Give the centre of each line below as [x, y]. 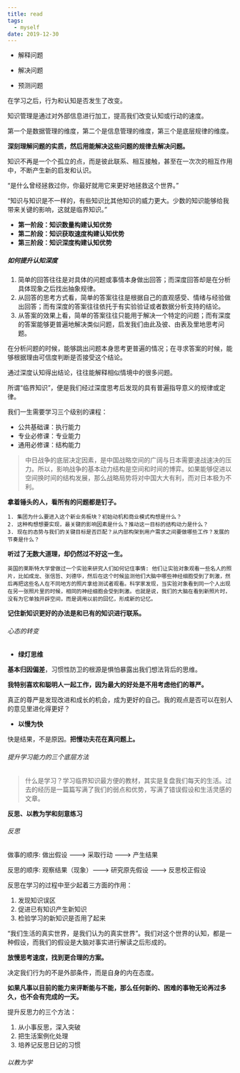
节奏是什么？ [24, 540]
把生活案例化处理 [43, 1036]
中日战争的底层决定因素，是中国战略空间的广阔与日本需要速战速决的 [125, 460]
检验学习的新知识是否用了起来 [61, 918]
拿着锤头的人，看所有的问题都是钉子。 [64, 502]
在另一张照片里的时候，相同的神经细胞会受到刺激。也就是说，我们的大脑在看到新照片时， [119, 592]
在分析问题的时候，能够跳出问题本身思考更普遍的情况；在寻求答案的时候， [117, 349]
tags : [15, 21]
